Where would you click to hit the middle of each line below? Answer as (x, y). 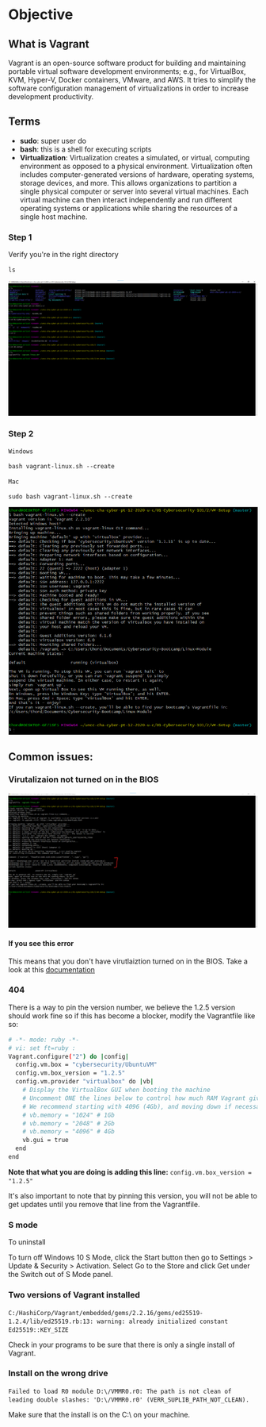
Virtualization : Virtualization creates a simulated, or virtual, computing (135, 157)
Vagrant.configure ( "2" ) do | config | (68, 1056)
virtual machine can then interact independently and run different (126, 199)
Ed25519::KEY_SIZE (38, 1330)
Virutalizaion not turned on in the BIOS (84, 779)
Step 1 (20, 237)
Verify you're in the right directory (63, 255)
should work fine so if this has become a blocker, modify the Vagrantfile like (132, 1015)
